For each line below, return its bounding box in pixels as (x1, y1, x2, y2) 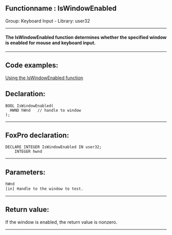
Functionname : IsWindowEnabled (5, 4, 117, 13)
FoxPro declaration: (5, 131, 69, 140)
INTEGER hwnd (14, 149, 42, 154)
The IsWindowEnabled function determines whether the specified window (5, 34, 167, 41)
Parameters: (5, 168, 46, 176)
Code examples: (5, 61, 58, 70)
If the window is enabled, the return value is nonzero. (5, 219, 118, 225)
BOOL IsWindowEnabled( (5, 103, 54, 109)
